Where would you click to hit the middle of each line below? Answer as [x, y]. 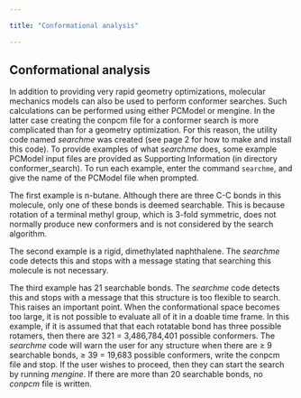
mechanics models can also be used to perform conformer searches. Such [148, 101]
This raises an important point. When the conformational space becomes [145, 307]
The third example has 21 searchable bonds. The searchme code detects [145, 288]
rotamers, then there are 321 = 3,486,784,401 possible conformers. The [142, 336]
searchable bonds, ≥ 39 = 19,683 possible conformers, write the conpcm [145, 355]
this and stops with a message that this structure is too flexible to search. [145, 298]
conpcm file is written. [51, 384]
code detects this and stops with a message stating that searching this [141, 261]
